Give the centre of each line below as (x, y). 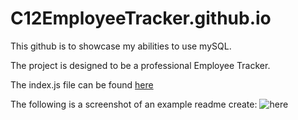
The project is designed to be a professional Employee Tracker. (140, 65)
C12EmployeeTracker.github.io (141, 18)
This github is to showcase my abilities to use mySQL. (121, 46)
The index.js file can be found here (82, 84)
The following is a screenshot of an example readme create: (134, 104)
